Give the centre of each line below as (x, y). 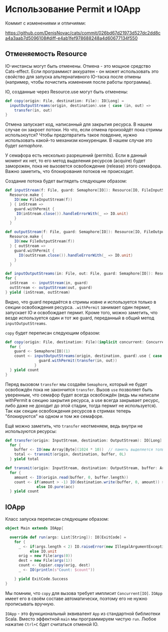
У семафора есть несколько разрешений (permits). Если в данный (76, 155)
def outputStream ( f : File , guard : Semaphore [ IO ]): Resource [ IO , (73, 232)
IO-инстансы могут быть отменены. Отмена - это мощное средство (78, 66)
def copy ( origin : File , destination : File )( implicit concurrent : (74, 342)
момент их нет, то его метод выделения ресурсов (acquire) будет (75, 161)
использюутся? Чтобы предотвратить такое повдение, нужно (71, 135)
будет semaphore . (24, 146)
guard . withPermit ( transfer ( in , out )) (78, 361)
